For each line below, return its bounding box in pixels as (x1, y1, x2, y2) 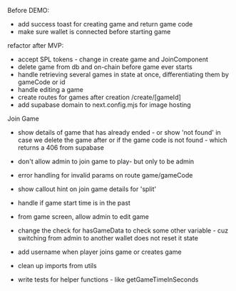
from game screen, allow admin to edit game (17, 213, 150, 220)
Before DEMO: (7, 6, 50, 14)
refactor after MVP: (7, 41, 64, 49)
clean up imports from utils (17, 262, 98, 270)
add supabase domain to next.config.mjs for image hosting (17, 101, 191, 109)
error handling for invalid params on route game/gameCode (17, 171, 193, 179)
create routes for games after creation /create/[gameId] (17, 93, 182, 101)
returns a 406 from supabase (17, 143, 105, 152)
